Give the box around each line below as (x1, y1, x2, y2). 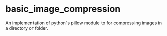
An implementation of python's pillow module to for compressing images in (5, 20, 162, 26)
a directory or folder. (5, 25, 48, 31)
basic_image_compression (5, 3, 121, 15)
